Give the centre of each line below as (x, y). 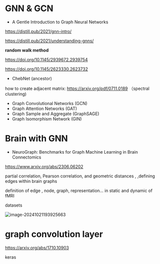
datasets (14, 205)
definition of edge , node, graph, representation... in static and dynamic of (79, 191)
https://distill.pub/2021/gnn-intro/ (38, 31)
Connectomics (27, 157)
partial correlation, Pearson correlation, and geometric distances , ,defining (80, 176)
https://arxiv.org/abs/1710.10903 (37, 247)
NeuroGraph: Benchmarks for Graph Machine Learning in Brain (75, 152)
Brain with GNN (36, 139)
